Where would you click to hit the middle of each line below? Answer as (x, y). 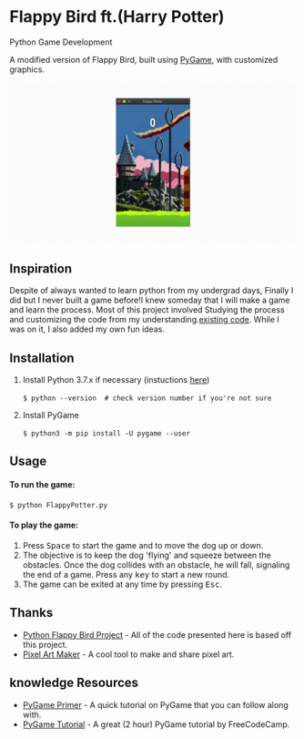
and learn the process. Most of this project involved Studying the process (147, 310)
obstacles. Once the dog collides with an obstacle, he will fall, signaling (156, 565)
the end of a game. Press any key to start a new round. (126, 574)
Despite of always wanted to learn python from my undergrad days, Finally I (152, 291)
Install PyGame (51, 416)
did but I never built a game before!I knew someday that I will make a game (150, 300)
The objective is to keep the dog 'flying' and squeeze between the (147, 555)
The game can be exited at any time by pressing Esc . (122, 584)
